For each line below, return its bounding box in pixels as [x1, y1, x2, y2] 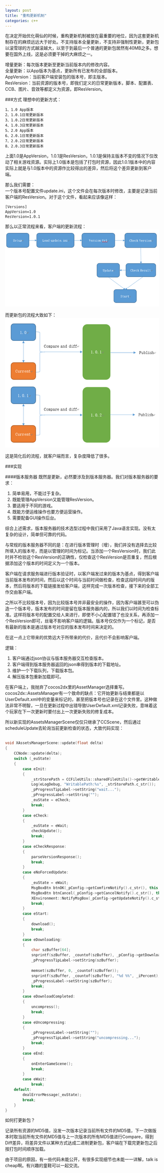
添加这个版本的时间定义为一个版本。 [9, 560, 82, 566]
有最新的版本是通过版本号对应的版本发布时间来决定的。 [5, 624, 116, 630]
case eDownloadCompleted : [22, 994, 76, 999]
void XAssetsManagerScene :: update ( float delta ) [5, 740, 104, 745]
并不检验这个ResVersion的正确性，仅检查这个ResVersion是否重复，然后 [9, 554, 153, 560]
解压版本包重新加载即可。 [12, 673, 64, 679]
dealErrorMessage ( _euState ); [22, 1092, 82, 1097]
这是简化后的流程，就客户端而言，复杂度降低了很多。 [5, 453, 112, 459]
